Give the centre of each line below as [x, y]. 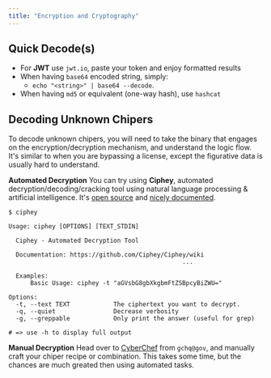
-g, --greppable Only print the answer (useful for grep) [135, 319]
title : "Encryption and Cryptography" [74, 16]
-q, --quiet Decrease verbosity [97, 312]
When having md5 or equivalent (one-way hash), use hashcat [120, 94]
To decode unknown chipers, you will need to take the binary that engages [133, 139]
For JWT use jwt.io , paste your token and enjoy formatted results [130, 68]
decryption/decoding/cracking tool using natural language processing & [128, 189]
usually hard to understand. [54, 165]
